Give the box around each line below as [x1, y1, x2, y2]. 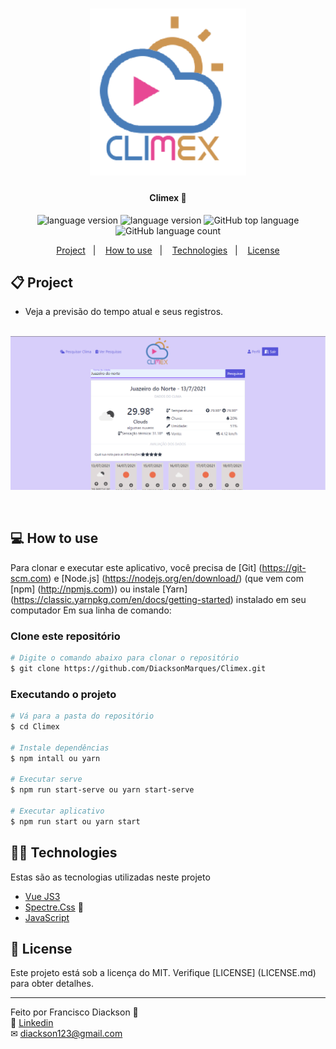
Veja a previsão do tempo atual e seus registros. [24, 306, 224, 318]
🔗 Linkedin [10, 1017, 54, 1029]
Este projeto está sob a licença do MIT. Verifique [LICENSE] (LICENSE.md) [10, 967, 317, 979]
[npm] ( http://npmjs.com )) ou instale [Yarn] [10, 583, 188, 595]
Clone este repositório [10, 629, 121, 643]
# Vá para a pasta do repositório [10, 711, 155, 722]
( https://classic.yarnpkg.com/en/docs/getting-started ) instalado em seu [10, 593, 307, 605]
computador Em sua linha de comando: [10, 604, 172, 616]
